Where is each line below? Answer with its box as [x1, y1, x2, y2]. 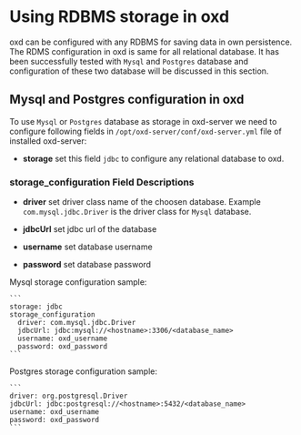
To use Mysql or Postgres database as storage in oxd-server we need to [9, 116, 277, 126]
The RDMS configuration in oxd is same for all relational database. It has [9, 46, 280, 56]
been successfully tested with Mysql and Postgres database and [9, 56, 248, 66]
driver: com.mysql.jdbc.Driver [17, 319, 136, 328]
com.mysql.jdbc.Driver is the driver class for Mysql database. [22, 207, 252, 217]
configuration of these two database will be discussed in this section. [9, 66, 269, 76]
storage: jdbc [9, 302, 64, 311]
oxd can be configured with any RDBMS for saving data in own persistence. [9, 36, 293, 47]
